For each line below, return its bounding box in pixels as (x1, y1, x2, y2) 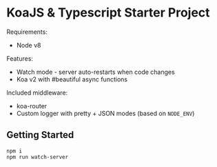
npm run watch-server (6, 153, 69, 160)
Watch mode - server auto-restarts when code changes (16, 68, 175, 76)
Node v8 (16, 41, 41, 49)
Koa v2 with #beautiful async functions (16, 75, 128, 83)
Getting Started (6, 129, 74, 141)
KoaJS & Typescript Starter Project (6, 5, 211, 21)
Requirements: (6, 28, 48, 36)
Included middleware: (6, 88, 68, 97)
